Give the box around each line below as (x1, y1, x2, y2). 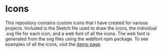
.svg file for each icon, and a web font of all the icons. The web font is (5, 30, 150, 36)
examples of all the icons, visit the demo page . (5, 41, 102, 47)
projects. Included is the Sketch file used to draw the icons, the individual (5, 25, 157, 31)
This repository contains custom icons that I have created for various (5, 20, 148, 26)
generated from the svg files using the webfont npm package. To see (5, 36, 148, 42)
